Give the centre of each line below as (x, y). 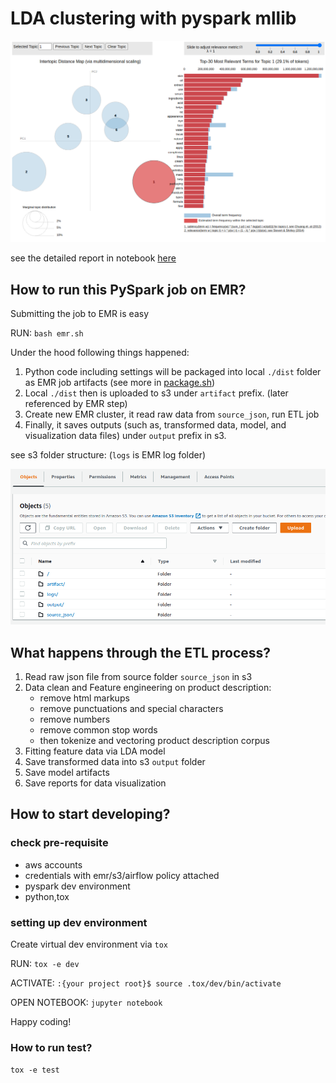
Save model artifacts (67, 772)
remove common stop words (98, 729)
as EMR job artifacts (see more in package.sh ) (120, 383)
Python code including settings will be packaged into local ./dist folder (173, 372)
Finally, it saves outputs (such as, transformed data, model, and (155, 425)
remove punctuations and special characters (131, 708)
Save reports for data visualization (95, 783)
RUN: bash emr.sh (47, 333)
